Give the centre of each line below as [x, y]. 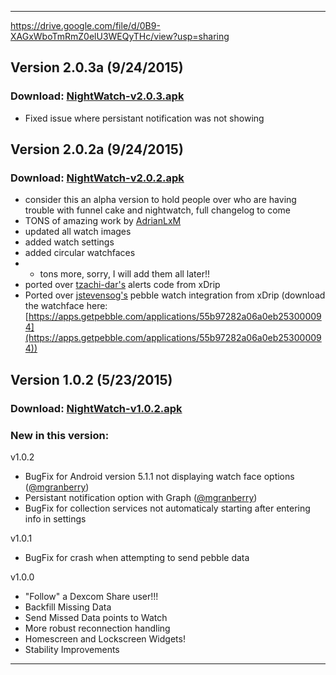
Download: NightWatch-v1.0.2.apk [96, 408]
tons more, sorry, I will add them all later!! [125, 274]
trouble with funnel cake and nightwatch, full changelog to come [157, 210]
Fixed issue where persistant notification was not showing [144, 118]
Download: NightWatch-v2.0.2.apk [97, 178]
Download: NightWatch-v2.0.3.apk [97, 96]
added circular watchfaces [80, 253]
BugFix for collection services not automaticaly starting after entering [167, 508]
